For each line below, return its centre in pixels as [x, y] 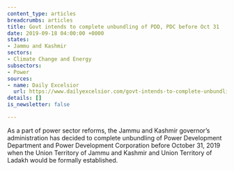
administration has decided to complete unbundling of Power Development [115, 137]
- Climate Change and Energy [49, 59]
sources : [20, 79]
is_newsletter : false [39, 105]
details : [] [24, 98]
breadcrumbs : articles [40, 20]
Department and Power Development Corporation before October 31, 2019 [114, 145]
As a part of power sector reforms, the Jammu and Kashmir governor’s [109, 131]
